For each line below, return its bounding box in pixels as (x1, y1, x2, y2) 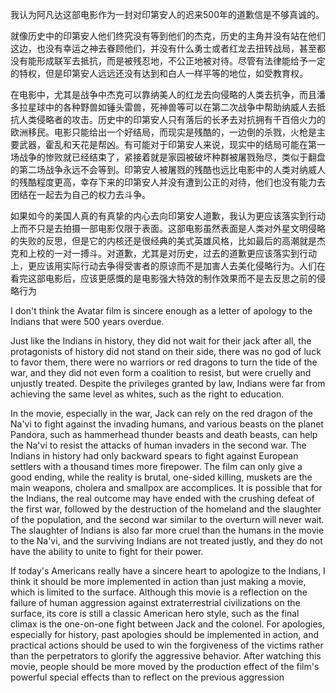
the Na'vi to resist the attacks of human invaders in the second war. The (10, 439, 307, 451)
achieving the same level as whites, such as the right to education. (10, 388, 285, 400)
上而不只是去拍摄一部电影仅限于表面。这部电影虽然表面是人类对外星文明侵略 (10, 223, 326, 234)
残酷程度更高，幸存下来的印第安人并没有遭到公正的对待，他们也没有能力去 (18, 176, 326, 188)
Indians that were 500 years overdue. (10, 316, 165, 327)
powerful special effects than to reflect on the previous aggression (10, 671, 285, 683)
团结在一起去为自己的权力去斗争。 (10, 189, 151, 200)
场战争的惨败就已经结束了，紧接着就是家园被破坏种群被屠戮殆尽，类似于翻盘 (10, 151, 326, 163)
